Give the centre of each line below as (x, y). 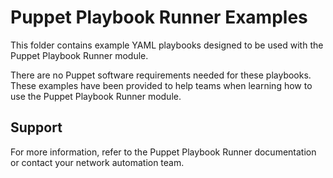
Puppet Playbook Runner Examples (159, 17)
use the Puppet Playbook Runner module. (96, 96)
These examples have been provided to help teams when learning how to (161, 85)
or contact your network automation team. (97, 162)
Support (36, 127)
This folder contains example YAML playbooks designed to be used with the (167, 45)
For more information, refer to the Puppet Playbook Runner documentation (163, 152)
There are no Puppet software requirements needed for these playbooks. (161, 75)
